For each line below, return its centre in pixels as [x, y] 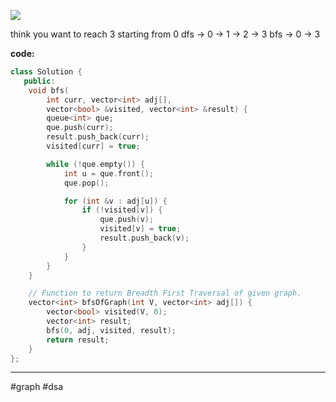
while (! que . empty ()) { [95, 164]
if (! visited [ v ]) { [122, 210]
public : [39, 81]
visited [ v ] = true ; [140, 229]
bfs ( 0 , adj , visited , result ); [111, 330]
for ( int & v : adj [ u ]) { [115, 201]
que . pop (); [86, 183]
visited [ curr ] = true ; [93, 146]
